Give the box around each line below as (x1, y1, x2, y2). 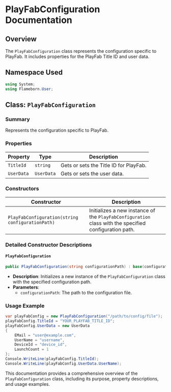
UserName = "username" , (14, 337, 65, 343)
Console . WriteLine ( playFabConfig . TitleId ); (5, 356, 99, 361)
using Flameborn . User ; (5, 86, 53, 92)
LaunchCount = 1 (14, 347, 49, 352)
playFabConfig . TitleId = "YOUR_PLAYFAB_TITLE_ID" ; (5, 319, 115, 324)
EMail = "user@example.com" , (14, 333, 76, 338)
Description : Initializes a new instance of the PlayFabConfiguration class (12, 273, 165, 279)
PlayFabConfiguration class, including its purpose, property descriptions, (5, 375, 159, 382)
